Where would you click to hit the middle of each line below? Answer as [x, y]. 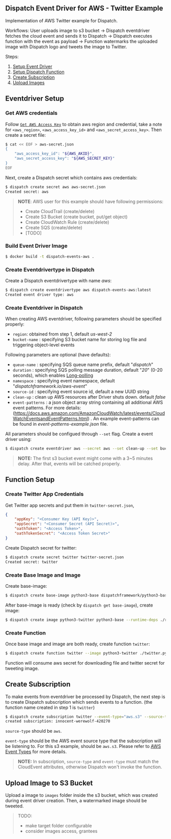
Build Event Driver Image [36, 246]
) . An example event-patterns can [123, 418]
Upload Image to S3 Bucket [49, 783]
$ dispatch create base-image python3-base [52, 595]
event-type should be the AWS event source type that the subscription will [83, 741]
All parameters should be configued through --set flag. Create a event [79, 434]
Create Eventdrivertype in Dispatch [50, 269]
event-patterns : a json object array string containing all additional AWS [88, 402]
